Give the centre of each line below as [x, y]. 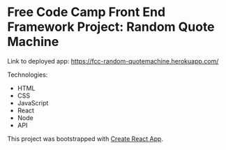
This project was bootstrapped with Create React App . [85, 138]
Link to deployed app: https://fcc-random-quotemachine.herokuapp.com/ [113, 61]
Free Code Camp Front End [86, 12]
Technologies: [28, 75]
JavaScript [33, 103]
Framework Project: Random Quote [111, 27]
